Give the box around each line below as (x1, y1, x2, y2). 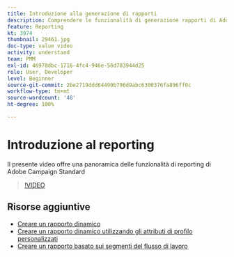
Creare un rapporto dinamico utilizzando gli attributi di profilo (17, 227, 193, 235)
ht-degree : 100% (7, 101, 54, 108)
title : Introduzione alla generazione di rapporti (7, 10, 157, 17)
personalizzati (17, 234, 58, 242)
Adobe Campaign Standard (7, 167, 86, 176)
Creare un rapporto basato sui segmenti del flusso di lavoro (17, 242, 188, 250)
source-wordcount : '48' (7, 95, 77, 102)
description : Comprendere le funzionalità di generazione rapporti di (7, 17, 217, 24)
